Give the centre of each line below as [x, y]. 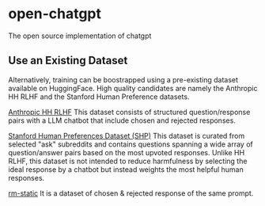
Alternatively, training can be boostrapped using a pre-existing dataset [123, 79]
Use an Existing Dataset [68, 61]
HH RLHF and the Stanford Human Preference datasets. [99, 97]
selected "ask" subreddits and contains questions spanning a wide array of [131, 144]
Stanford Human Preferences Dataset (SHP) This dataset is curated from [127, 135]
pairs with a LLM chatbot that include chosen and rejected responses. [122, 120]
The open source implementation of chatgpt [80, 36]
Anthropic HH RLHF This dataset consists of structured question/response [129, 112]
